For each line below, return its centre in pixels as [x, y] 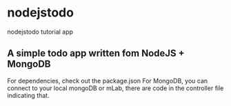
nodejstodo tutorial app [40, 32]
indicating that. [28, 95]
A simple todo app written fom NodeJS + [96, 53]
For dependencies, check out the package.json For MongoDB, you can [108, 81]
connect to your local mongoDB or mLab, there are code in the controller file [115, 88]
